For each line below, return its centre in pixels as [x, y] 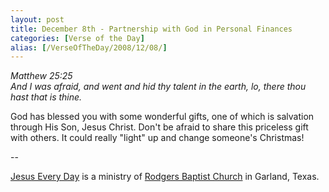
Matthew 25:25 [41, 76]
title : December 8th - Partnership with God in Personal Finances [151, 29]
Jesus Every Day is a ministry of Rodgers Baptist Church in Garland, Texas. [165, 177]
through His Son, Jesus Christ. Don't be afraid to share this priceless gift [159, 127]
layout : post [37, 19]
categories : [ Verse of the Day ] [77, 38]
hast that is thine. [46, 97]
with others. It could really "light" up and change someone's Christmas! [157, 138]
